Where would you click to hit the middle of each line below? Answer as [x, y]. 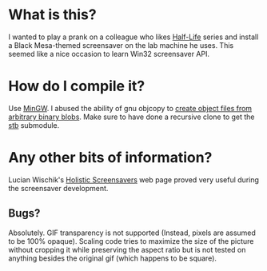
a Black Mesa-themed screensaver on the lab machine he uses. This [121, 45]
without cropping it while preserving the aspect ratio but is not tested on [127, 249]
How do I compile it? [77, 86]
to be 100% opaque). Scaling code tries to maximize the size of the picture [131, 241]
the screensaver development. [58, 188]
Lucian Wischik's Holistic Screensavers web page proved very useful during [134, 179]
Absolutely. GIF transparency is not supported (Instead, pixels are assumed [132, 233]
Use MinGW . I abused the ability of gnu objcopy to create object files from [130, 108]
